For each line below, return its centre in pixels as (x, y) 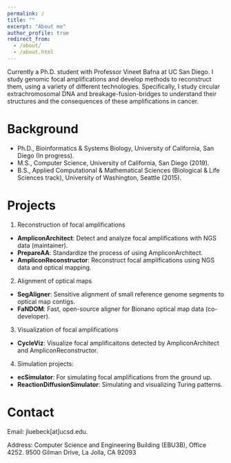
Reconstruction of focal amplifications (71, 225)
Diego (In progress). (46, 155)
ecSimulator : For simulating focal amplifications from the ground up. (114, 377)
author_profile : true (38, 33)
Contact (31, 412)
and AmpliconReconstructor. (58, 350)
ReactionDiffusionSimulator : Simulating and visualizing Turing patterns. (120, 384)
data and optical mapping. (54, 267)
